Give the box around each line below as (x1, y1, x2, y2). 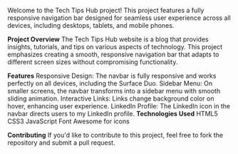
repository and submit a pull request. (7, 138, 115, 147)
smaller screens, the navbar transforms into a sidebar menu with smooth (7, 87, 221, 95)
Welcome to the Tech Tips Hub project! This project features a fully (7, 6, 205, 14)
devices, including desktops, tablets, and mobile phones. (7, 21, 175, 29)
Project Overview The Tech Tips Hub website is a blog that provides (7, 35, 209, 43)
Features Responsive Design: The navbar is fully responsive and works (7, 71, 217, 80)
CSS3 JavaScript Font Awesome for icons (7, 117, 130, 125)
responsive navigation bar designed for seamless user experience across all (7, 14, 232, 22)
